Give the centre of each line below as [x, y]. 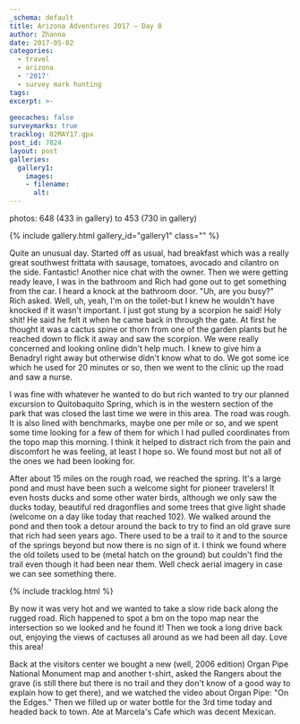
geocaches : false [42, 118]
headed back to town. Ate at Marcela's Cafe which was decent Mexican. [143, 711]
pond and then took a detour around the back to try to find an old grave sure [150, 526]
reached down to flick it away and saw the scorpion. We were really [134, 339]
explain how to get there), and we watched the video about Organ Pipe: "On [149, 693]
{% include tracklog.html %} [61, 591]
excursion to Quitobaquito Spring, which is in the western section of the [141, 404]
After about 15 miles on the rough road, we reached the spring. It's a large [146, 478]
